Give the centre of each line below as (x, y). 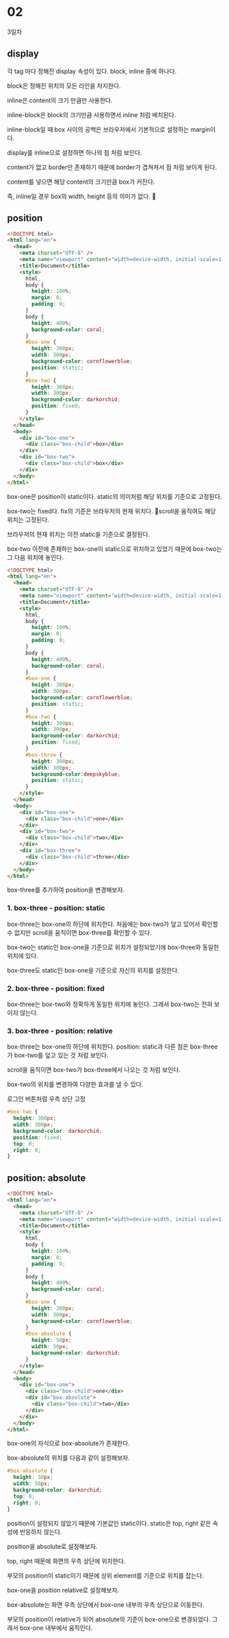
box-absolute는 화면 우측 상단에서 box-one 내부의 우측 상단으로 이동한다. (106, 1604)
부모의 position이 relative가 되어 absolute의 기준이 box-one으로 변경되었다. (109, 1619)
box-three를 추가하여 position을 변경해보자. (66, 890)
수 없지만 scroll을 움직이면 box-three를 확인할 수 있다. (79, 932)
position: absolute (46, 1178)
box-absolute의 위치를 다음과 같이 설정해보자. (69, 1458)
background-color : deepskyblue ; (76, 774)
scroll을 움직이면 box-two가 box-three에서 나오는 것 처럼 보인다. (94, 1070)
